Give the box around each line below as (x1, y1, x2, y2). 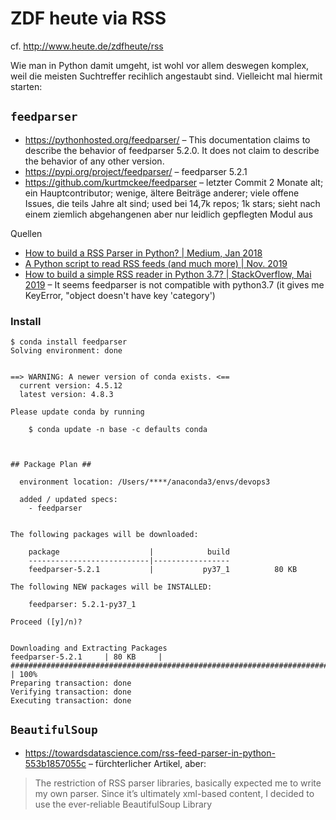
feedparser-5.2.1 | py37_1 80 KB (28, 565, 298, 575)
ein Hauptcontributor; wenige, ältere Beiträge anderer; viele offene (24, 187, 300, 199)
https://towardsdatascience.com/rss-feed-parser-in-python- (24, 747, 276, 759)
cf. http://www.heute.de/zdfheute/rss (10, 40, 164, 52)
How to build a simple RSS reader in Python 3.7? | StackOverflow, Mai (24, 268, 312, 280)
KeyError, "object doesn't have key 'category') (24, 289, 216, 301)
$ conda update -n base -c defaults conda (28, 425, 208, 435)
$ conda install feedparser (10, 337, 128, 347)
